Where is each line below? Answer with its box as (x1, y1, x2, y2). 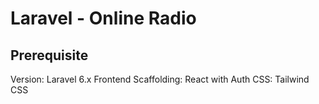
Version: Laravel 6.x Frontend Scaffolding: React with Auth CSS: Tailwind (10, 73, 310, 85)
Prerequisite (10, 47, 89, 64)
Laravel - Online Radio (10, 7, 197, 30)
